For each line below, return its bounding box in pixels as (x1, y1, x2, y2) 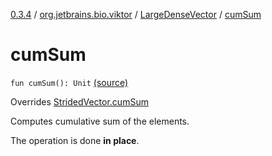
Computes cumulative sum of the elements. (10, 115, 190, 127)
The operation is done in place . (10, 134, 140, 146)
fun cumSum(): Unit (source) (10, 76, 129, 88)
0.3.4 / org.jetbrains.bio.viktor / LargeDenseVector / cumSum (10, 9, 262, 20)
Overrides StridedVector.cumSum (10, 95, 149, 108)
